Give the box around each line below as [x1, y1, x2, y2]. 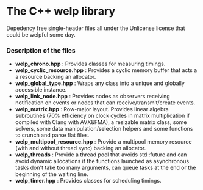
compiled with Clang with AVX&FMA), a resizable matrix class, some [15, 119, 187, 126]
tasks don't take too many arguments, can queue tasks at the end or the [15, 164, 196, 172]
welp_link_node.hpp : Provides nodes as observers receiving [15, 93, 171, 100]
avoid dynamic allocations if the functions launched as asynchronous [15, 158, 190, 165]
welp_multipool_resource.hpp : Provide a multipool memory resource [15, 138, 192, 145]
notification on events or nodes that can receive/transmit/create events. [15, 99, 196, 106]
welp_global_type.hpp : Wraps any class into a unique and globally [15, 79, 185, 87]
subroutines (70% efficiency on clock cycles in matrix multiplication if [15, 112, 190, 120]
